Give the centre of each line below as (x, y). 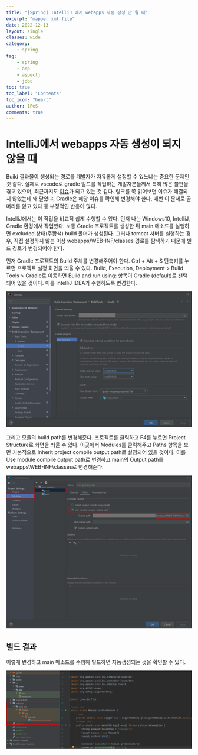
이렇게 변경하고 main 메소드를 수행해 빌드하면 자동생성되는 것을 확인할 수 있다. (96, 662)
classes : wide (24, 38)
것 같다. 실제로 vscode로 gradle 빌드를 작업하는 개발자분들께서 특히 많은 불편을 (97, 184)
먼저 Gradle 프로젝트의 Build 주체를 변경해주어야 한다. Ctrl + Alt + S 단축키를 (95, 261)
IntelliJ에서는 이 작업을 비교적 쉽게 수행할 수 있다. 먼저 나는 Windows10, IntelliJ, (98, 218)
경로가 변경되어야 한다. (38, 248)
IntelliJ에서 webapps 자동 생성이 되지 (94, 144)
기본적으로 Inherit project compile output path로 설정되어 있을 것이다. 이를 (99, 452)
